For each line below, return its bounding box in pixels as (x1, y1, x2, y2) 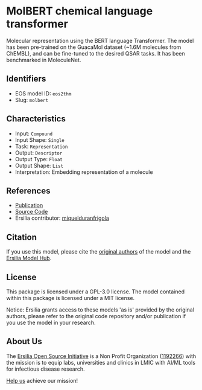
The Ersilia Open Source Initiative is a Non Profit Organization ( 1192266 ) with (6, 352, 197, 360)
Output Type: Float (14, 155, 63, 162)
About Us (6, 336, 42, 347)
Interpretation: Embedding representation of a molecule (14, 168, 153, 176)
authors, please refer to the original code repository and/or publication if (6, 313, 186, 319)
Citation (6, 232, 37, 242)
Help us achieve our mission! (6, 377, 78, 384)
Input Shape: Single (14, 136, 65, 143)
